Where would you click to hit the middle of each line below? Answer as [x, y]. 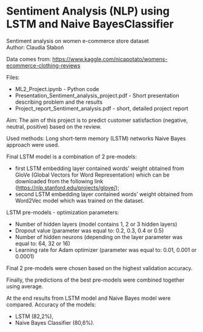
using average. [25, 286]
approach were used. [33, 144]
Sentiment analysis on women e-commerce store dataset [78, 41]
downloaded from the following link [59, 181]
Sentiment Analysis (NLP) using [88, 11]
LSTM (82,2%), [34, 316]
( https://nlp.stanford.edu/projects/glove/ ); [67, 188]
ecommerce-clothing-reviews [43, 66]
